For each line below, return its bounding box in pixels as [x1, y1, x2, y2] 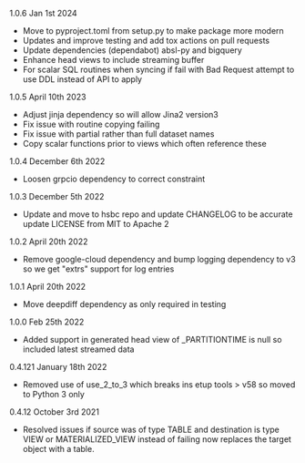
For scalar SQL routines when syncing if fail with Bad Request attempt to [22, 64, 295, 75]
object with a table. [22, 444, 95, 454]
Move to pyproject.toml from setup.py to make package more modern [22, 26, 284, 36]
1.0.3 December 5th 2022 [9, 191, 105, 201]
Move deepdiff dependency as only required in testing [22, 299, 227, 309]
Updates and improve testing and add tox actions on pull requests [22, 36, 270, 46]
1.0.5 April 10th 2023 [9, 91, 86, 102]
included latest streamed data [22, 344, 135, 355]
